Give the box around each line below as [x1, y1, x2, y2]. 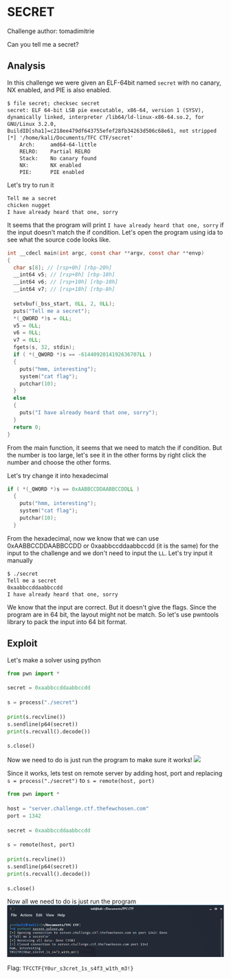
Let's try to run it [7, 180, 54, 189]
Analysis [7, 60, 46, 72]
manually [7, 556, 33, 564]
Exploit [7, 638, 38, 649]
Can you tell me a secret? [7, 40, 79, 48]
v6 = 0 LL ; [13, 330, 41, 336]
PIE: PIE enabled [19, 169, 85, 175]
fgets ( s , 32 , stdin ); [13, 344, 76, 351]
